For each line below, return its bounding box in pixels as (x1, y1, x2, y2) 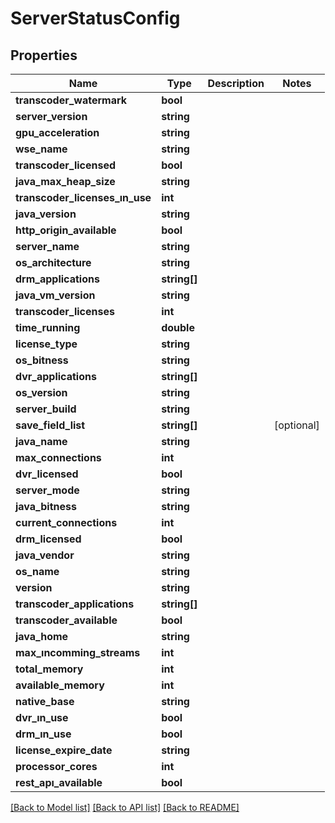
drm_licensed (15, 532, 82, 546)
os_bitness (15, 353, 69, 367)
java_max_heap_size (15, 175, 116, 188)
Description (207, 77, 265, 90)
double (161, 321, 195, 334)
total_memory (15, 662, 84, 676)
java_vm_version (15, 288, 96, 302)
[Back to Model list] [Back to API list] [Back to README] (10, 802, 240, 813)
